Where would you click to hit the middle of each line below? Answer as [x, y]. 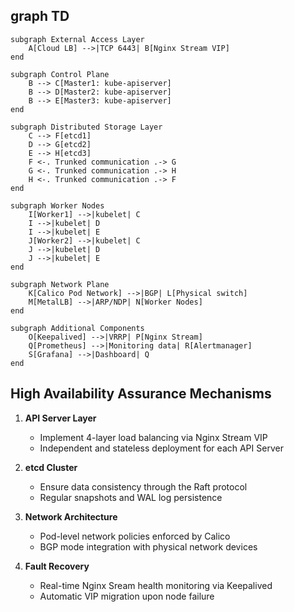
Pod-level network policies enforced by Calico [135, 536]
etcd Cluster [51, 467]
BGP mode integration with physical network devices [148, 546]
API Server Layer [60, 418]
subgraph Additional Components [77, 328]
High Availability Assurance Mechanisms [141, 394]
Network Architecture [71, 516]
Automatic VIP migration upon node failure [127, 596]
